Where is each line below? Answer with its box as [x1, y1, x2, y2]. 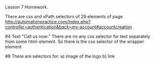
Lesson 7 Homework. [5, 4, 48, 10]
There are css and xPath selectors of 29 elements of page [5, 14, 123, 19]
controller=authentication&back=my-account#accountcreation [5, 24, 132, 30]
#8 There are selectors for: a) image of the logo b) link [5, 53, 115, 59]
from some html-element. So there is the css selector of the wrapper [5, 39, 144, 44]
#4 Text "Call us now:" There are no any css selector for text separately [5, 34, 151, 39]
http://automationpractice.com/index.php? [5, 19, 91, 24]
